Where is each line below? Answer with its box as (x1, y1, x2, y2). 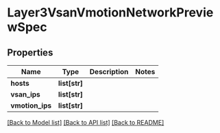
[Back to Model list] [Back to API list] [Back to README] (7, 119, 164, 126)
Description (89, 67, 129, 76)
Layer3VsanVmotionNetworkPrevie (7, 5, 214, 21)
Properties (7, 47, 53, 58)
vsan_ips (10, 90, 41, 99)
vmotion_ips (10, 101, 52, 110)
